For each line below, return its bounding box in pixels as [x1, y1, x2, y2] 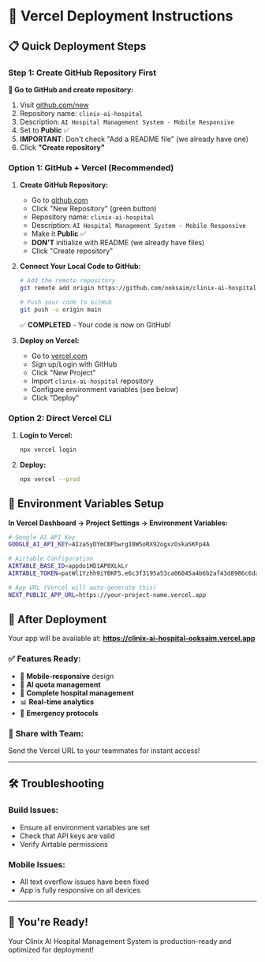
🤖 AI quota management [19, 680, 101, 689]
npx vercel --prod [19, 475, 80, 483]
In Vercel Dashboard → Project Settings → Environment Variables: [8, 518, 229, 528]
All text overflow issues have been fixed [19, 877, 150, 886]
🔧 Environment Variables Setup [8, 497, 164, 511]
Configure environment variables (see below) [31, 384, 179, 393]
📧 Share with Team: [8, 728, 84, 739]
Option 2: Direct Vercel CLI [8, 412, 112, 423]
